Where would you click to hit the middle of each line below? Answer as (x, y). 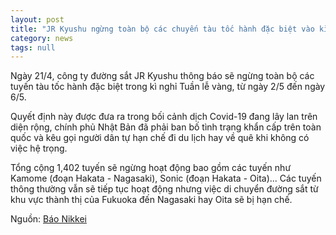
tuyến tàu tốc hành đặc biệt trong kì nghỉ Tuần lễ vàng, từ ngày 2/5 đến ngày (168, 87)
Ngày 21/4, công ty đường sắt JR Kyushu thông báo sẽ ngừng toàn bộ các (162, 76)
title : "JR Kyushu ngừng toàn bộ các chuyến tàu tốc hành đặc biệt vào (162, 29)
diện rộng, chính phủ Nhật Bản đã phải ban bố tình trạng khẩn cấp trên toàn (166, 127)
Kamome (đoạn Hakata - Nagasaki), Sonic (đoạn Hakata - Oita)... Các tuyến (166, 178)
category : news (42, 38)
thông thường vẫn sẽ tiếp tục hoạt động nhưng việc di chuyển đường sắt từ (164, 189)
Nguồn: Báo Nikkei (48, 219)
